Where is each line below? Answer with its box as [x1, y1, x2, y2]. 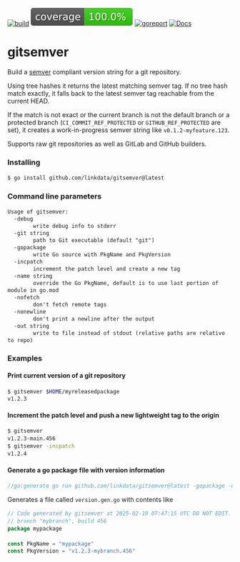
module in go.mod [7, 287, 59, 294]
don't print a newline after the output [33, 316, 155, 323]
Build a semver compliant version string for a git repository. [7, 67, 181, 76]
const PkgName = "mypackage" [7, 540, 94, 547]
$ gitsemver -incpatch [7, 443, 75, 450]
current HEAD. [7, 96, 50, 105]
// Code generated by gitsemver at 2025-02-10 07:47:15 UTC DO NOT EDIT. [7, 510, 232, 518]
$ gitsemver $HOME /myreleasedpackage [7, 388, 120, 395]
